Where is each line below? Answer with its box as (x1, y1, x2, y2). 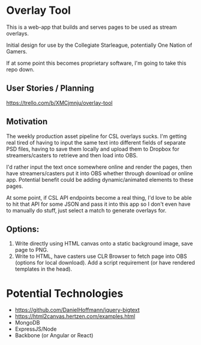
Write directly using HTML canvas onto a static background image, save (14, 240, 193, 247)
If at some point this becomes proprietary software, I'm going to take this (6, 59, 187, 67)
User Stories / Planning (6, 83, 94, 94)
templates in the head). (14, 265, 73, 273)
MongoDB (14, 319, 40, 326)
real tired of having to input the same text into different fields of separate (6, 139, 186, 146)
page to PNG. (14, 247, 49, 254)
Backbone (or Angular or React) (14, 332, 94, 339)
